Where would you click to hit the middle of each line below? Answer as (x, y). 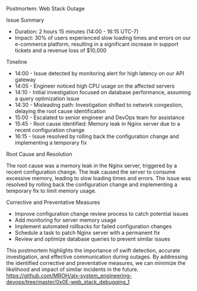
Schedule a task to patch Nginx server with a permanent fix (87, 233)
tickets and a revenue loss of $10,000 (61, 50)
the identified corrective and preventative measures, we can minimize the (96, 263)
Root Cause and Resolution (39, 154)
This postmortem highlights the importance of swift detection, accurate (93, 250)
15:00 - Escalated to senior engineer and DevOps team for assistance (100, 117)
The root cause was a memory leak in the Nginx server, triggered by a (92, 166)
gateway (25, 80)
